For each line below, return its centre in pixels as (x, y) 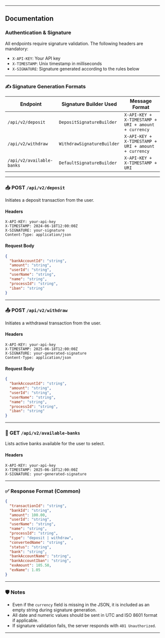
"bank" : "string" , (28, 552)
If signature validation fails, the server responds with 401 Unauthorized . (84, 626)
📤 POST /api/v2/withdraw (36, 310)
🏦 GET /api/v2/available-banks (43, 433)
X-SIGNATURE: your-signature (35, 230)
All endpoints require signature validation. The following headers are (74, 43)
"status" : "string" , (30, 547)
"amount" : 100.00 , (28, 515)
